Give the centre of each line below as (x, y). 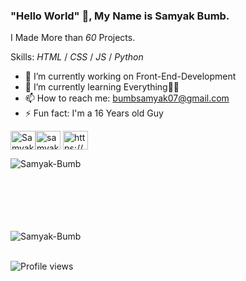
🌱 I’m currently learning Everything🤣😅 (102, 87)
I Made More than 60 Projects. (73, 38)
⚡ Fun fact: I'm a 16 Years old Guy (94, 113)
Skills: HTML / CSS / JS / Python (77, 57)
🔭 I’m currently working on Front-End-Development (130, 76)
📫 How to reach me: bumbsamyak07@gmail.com (127, 98)
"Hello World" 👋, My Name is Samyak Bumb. (120, 16)
